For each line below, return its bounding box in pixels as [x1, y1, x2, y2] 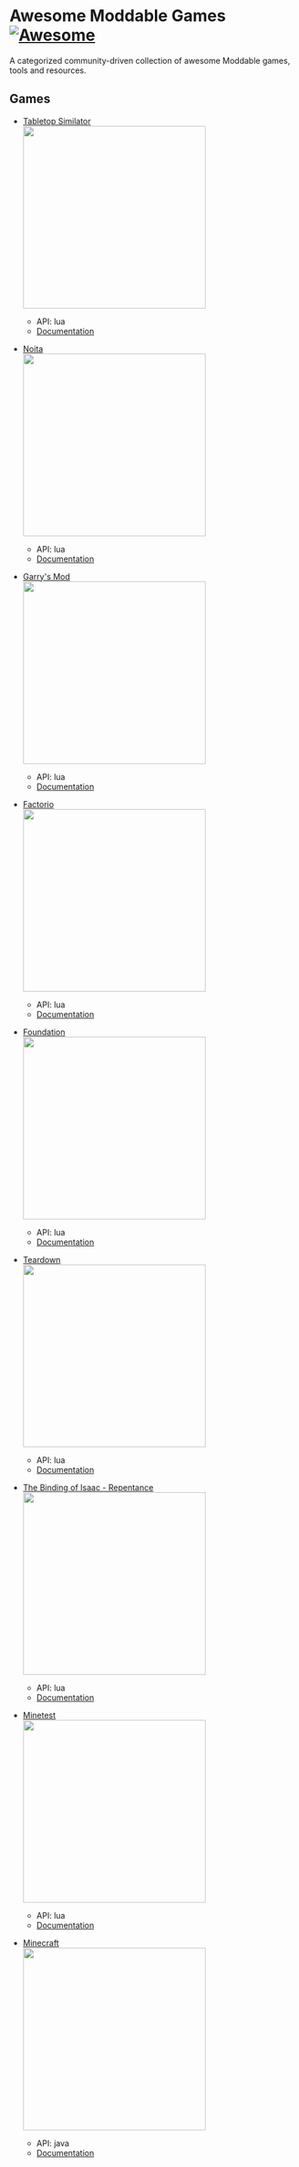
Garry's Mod [22, 571, 71, 582]
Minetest [22, 1709, 57, 1720]
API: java [36, 2138, 70, 2149]
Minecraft [22, 1937, 59, 1948]
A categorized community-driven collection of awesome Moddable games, [9, 55, 291, 66]
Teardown [22, 1254, 61, 1265]
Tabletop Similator [22, 115, 91, 126]
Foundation [22, 1026, 66, 1037]
